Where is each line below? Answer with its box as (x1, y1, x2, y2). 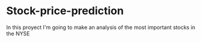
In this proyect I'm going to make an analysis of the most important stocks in (6, 24, 196, 31)
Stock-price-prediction (6, 4, 124, 18)
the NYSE (6, 30, 30, 37)
